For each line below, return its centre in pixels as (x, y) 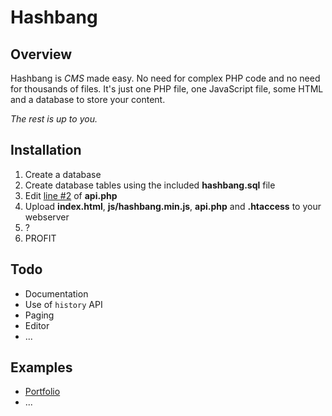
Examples (41, 367)
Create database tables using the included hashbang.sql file (150, 185)
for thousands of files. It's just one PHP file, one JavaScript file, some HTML (167, 89)
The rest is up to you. (54, 119)
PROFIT (40, 238)
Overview (41, 54)
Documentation (56, 293)
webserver (47, 217)
